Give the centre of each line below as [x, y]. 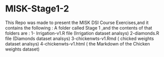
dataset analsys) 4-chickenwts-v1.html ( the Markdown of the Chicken [77, 43]
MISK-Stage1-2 [37, 9]
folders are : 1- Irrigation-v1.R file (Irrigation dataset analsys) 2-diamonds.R [82, 33]
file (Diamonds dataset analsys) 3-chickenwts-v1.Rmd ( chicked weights [79, 38]
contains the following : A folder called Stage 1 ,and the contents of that [79, 27]
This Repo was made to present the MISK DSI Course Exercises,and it [77, 22]
